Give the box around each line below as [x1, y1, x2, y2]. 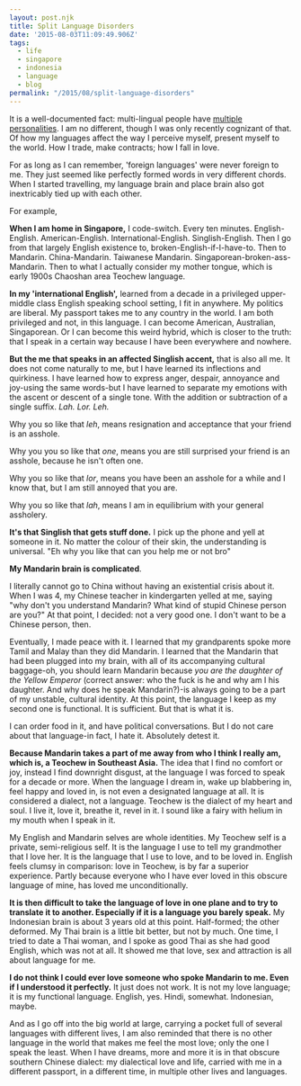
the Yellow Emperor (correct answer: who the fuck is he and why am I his [9, 674, 280, 685]
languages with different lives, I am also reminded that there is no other [9, 1028, 272, 1038]
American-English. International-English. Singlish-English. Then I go [40, 232, 292, 243]
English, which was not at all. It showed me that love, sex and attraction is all [9, 945, 292, 956]
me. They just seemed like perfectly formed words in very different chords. [9, 168, 287, 180]
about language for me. [9, 955, 96, 965]
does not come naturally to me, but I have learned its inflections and [9, 363, 261, 373]
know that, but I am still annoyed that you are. [9, 482, 178, 493]
